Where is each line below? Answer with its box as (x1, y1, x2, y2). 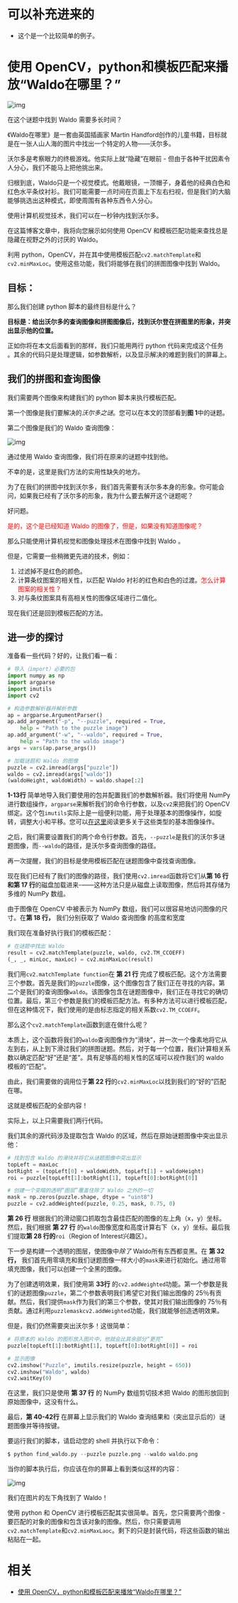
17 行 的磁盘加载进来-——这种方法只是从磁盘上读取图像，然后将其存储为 (21, 880, 231, 889)
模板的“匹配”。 (7, 1062, 51, 1070)
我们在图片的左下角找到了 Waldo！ (7, 1494, 108, 1502)
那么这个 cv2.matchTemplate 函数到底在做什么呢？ (7, 1020, 149, 1029)
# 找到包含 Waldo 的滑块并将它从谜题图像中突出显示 (7, 1154, 142, 1162)
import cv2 (7, 692, 40, 699)
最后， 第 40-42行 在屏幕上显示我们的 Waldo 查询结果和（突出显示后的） (7, 1413, 220, 1421)
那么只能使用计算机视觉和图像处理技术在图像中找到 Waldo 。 (7, 536, 185, 545)
